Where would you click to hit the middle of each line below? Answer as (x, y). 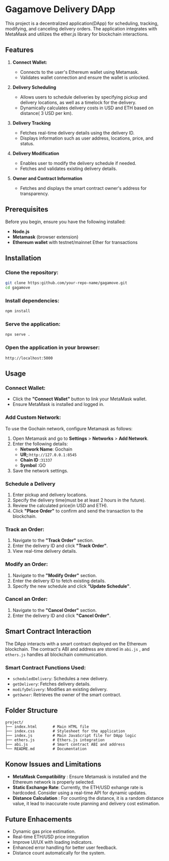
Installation (23, 258)
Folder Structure (32, 710)
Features (19, 50)
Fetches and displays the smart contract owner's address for (83, 188)
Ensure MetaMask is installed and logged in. (58, 404)
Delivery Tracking (32, 123)
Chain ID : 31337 (36, 460)
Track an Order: (25, 529)
